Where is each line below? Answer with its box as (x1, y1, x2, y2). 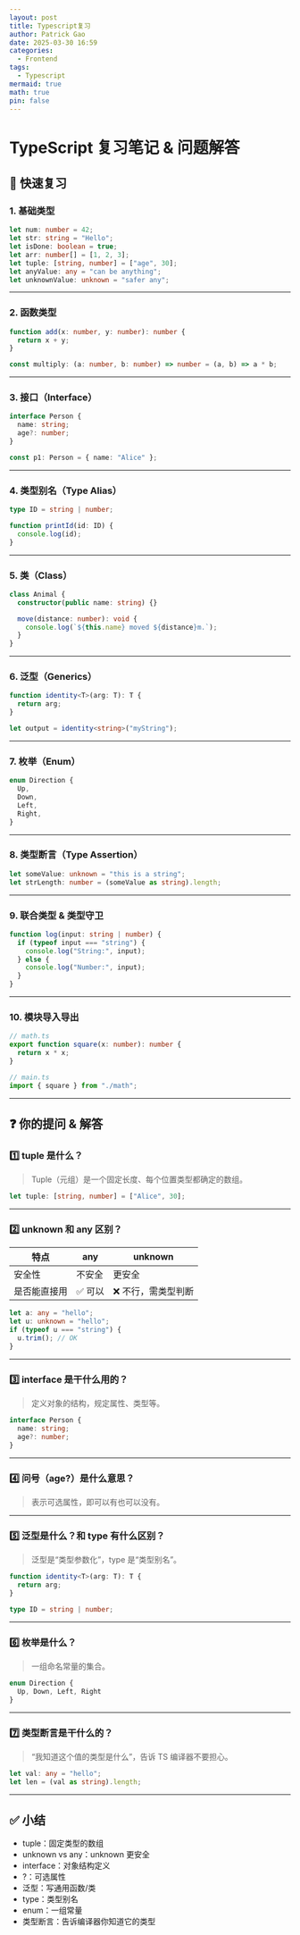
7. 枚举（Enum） (9, 755, 80, 767)
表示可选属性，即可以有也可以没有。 (30, 1496, 165, 1507)
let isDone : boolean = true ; (9, 242, 118, 251)
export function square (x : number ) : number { (9, 1040, 181, 1050)
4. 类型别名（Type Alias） (9, 484, 122, 497)
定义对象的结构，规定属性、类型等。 (30, 1398, 165, 1409)
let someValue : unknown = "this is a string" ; (9, 869, 186, 878)
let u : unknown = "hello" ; (9, 1317, 110, 1327)
